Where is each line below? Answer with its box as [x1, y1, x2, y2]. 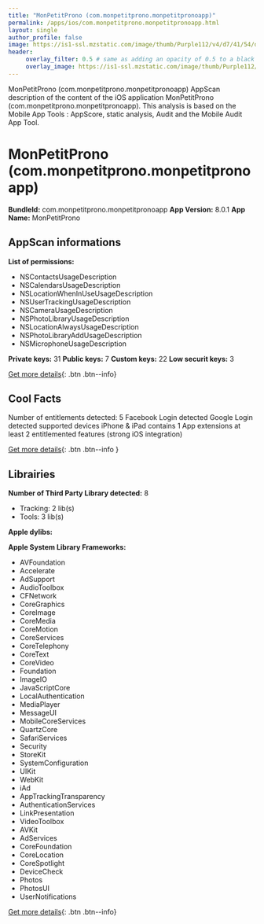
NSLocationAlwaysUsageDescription [19, 322, 139, 331]
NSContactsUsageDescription [19, 272, 117, 282]
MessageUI [19, 709, 57, 718]
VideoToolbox [19, 817, 64, 826]
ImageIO [19, 675, 47, 684]
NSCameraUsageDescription [19, 305, 114, 315]
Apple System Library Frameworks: [8, 543, 126, 552]
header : [8, 48, 34, 56]
